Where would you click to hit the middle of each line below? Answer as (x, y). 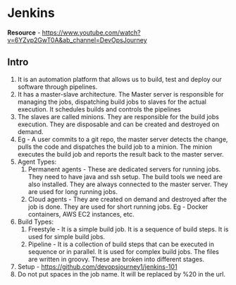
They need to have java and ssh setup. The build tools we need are (125, 176)
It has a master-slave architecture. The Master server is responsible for (120, 94)
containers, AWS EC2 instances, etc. (81, 214)
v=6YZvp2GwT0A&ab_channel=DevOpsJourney (77, 40)
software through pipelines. (57, 87)
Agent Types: (37, 162)
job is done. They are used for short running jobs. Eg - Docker (118, 207)
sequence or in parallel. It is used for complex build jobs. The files (124, 251)
